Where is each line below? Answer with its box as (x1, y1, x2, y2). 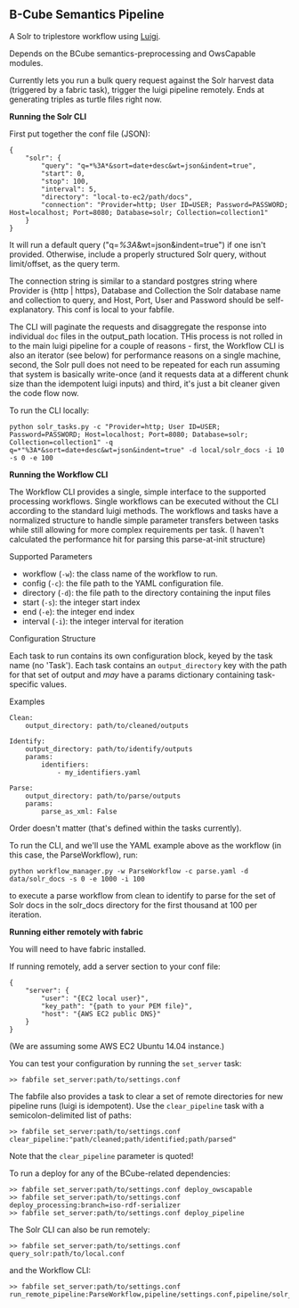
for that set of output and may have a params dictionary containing (9, 669, 255, 680)
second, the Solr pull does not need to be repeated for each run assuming (9, 359, 280, 369)
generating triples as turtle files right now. (9, 94, 163, 104)
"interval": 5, (41, 185, 98, 194)
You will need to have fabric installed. (9, 943, 147, 954)
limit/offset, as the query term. (9, 258, 120, 269)
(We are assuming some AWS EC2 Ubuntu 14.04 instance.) (9, 1040, 225, 1051)
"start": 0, (41, 169, 86, 178)
